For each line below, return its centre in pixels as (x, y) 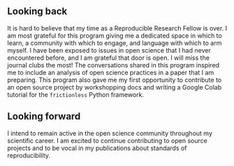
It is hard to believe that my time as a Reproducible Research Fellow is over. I (117, 28)
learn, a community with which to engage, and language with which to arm (115, 43)
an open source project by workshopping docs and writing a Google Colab (115, 87)
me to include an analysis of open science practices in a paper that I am (111, 72)
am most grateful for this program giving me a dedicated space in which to (115, 35)
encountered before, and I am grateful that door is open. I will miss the (108, 58)
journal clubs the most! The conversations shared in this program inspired (114, 65)
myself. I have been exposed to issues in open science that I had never (109, 50)
